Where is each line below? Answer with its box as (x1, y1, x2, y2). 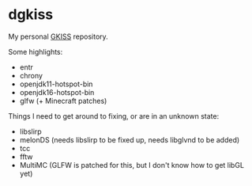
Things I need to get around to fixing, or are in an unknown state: (8, 111, 220, 120)
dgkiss (8, 6, 54, 24)
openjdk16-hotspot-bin (19, 87, 95, 97)
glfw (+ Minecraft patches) (19, 96, 107, 105)
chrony (19, 70, 43, 80)
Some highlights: (8, 47, 63, 56)
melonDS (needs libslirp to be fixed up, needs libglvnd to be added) (19, 135, 240, 144)
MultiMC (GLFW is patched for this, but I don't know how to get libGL (19, 160, 245, 169)
